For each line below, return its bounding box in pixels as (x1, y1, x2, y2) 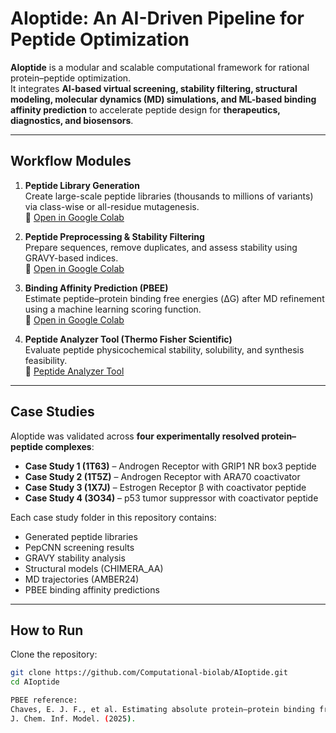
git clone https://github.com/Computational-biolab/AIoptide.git (10, 668, 288, 678)
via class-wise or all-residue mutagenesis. (24, 200, 200, 212)
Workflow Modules (10, 153, 132, 170)
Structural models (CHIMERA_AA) (24, 562, 164, 574)
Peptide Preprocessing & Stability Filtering (24, 230, 205, 242)
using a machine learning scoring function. (24, 303, 202, 315)
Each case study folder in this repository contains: (10, 511, 217, 523)
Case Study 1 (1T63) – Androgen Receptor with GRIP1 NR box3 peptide (24, 460, 317, 472)
